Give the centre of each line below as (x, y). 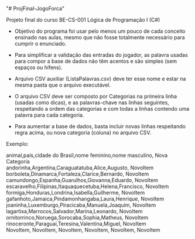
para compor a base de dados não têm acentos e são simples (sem (96, 61)
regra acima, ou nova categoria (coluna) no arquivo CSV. (83, 132)
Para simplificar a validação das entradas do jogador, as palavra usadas (101, 55)
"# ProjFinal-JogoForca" (35, 8)
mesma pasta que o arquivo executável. (63, 85)
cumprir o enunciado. (40, 44)
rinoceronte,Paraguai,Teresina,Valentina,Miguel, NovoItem (76, 224)
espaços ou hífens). (38, 67)
